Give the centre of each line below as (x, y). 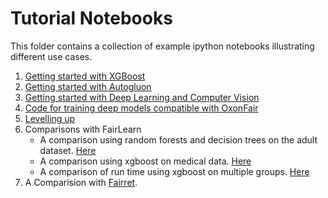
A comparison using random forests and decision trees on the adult (178, 139)
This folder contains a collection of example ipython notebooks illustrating (162, 46)
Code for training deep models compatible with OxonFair (141, 108)
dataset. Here (68, 150)
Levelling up (50, 118)
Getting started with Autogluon (88, 86)
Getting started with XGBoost (85, 76)
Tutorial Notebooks (91, 18)
